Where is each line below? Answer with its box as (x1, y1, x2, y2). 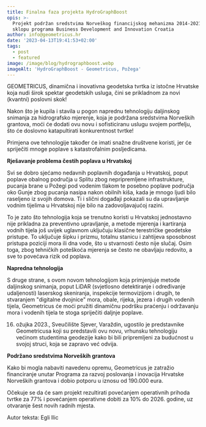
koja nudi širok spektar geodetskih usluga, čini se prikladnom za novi (7, 89, 180, 97)
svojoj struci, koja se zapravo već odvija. (15, 341, 118, 348)
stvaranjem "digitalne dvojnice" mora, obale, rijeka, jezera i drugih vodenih (7, 296, 195, 303)
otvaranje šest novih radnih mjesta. (7, 402, 95, 409)
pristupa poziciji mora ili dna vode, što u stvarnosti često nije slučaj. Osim (7, 240, 192, 247)
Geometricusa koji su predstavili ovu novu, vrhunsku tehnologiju (15, 327, 178, 334)
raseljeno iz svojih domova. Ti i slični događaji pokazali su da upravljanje (7, 195, 189, 203)
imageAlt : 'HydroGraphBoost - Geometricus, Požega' (7, 66, 141, 72)
